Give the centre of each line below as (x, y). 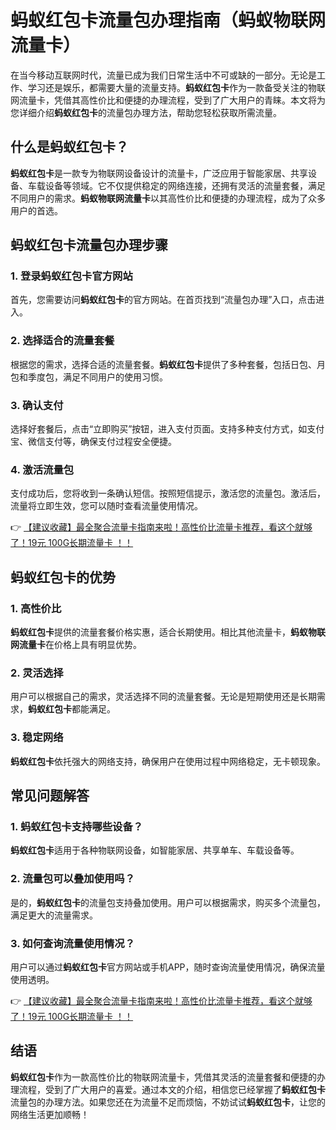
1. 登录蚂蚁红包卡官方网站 (71, 276)
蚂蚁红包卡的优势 (63, 577)
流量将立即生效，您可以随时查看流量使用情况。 (106, 506)
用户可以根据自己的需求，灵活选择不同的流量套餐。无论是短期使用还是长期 (163, 697)
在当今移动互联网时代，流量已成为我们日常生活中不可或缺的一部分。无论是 (163, 75)
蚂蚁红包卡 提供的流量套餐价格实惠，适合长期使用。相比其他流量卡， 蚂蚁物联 (168, 632)
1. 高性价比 (36, 608)
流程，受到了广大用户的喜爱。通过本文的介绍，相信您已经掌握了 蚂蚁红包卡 (172, 1089)
